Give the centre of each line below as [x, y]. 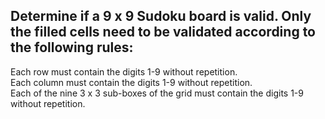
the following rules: [72, 47]
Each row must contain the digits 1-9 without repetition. [124, 71]
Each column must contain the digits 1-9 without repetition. [131, 82]
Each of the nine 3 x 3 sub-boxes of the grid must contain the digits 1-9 [157, 93]
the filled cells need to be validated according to [163, 32]
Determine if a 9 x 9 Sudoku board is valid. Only [161, 16]
